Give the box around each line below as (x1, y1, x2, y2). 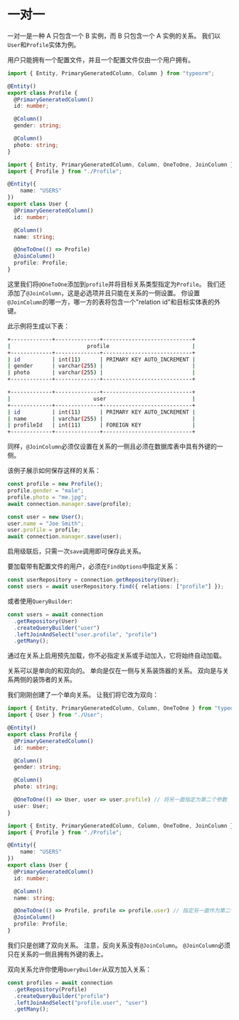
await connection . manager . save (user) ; (7, 533, 122, 541)
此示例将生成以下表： (7, 322, 70, 330)
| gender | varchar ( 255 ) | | (7, 362, 196, 369)
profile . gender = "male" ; (7, 487, 84, 494)
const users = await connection (7, 611, 103, 618)
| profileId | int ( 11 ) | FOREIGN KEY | (7, 422, 196, 429)
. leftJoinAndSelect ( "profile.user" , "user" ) (14, 999, 148, 1006)
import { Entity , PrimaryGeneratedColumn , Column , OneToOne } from (7, 705, 212, 712)
